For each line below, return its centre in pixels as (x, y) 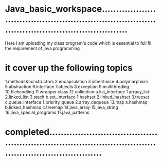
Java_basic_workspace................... (81, 9)
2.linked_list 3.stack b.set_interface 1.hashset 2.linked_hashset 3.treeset (77, 97)
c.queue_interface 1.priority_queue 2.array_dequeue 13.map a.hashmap (76, 102)
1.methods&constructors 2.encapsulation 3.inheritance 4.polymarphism (77, 81)
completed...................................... (81, 132)
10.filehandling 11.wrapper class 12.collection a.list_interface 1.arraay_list (77, 91)
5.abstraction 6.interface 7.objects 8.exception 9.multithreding (67, 87)
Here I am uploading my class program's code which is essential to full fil (78, 43)
